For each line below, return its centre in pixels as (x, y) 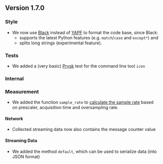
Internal (15, 78)
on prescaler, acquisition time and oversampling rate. (65, 108)
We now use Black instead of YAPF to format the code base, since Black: (85, 32)
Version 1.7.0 (25, 8)
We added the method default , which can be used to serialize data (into (84, 151)
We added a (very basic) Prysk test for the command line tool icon (78, 66)
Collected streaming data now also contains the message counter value (84, 129)
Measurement (22, 91)
